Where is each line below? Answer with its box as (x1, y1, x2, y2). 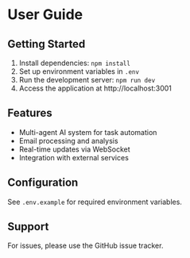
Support (7, 220, 49, 233)
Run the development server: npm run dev (18, 75, 156, 84)
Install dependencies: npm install (18, 58, 130, 67)
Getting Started (7, 37, 86, 51)
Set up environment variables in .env (18, 67, 140, 76)
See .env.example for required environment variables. (7, 197, 182, 206)
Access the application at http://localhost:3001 (18, 83, 173, 93)
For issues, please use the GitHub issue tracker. (7, 241, 164, 251)
